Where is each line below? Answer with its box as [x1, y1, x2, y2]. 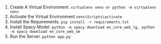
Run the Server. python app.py [9, 34, 71, 39]
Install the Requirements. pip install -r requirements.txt [9, 19, 129, 24]
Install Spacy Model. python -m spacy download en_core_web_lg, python [9, 24, 155, 30]
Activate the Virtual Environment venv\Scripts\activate [9, 14, 122, 19]
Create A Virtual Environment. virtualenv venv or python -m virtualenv [9, 4, 157, 10]
